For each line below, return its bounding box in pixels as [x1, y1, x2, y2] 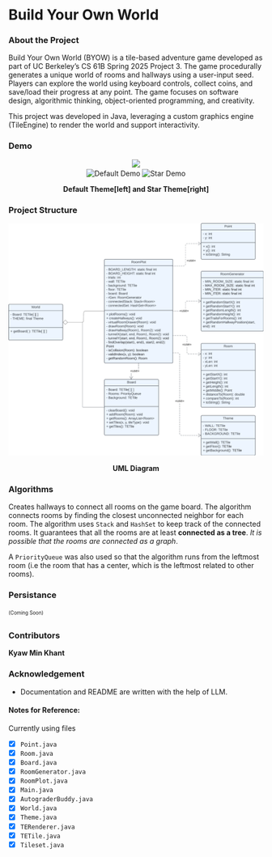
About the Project [8, 35, 79, 46]
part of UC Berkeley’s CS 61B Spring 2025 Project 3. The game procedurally [8, 62, 261, 71]
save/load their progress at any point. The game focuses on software [8, 87, 239, 97]
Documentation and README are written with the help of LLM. [19, 686, 228, 697]
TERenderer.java [19, 823, 75, 831]
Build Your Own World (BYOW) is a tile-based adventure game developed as [8, 53, 263, 62]
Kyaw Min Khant [8, 648, 65, 658]
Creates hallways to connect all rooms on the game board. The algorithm [8, 502, 252, 511]
